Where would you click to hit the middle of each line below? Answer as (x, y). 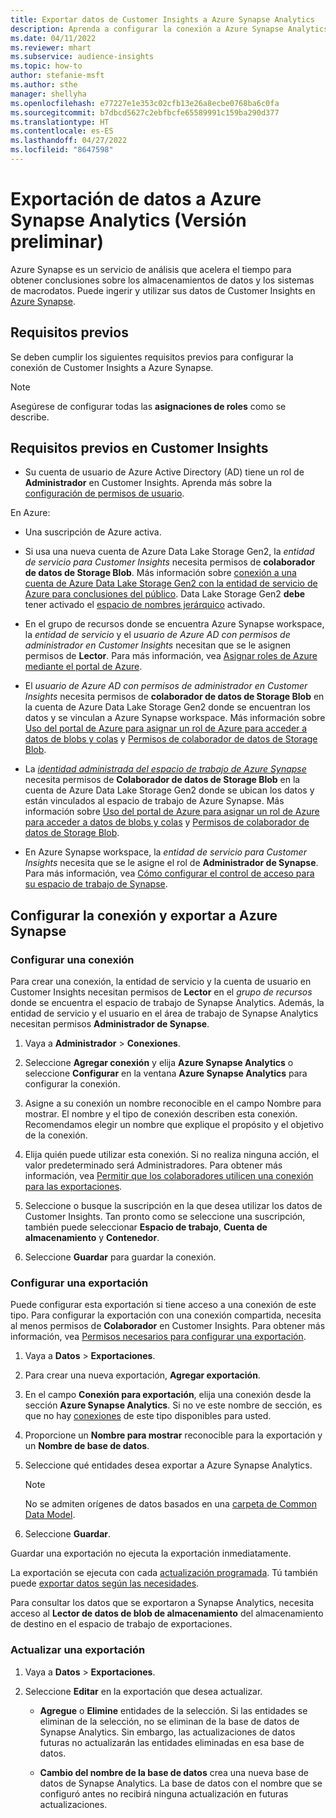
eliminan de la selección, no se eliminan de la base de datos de (169, 1721)
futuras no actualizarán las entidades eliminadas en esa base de (172, 1742)
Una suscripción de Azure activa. (93, 532)
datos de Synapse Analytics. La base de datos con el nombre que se (181, 1783)
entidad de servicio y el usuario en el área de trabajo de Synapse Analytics (164, 1013)
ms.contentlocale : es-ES (62, 131)
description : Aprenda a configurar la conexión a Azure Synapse (147, 29)
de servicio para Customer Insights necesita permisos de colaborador (170, 562)
